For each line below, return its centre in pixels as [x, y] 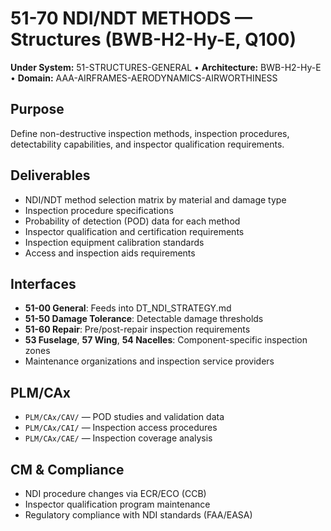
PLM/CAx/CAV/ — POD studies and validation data [124, 417]
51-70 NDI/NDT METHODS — [131, 18]
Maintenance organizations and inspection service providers [149, 361]
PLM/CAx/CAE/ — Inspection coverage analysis [118, 438]
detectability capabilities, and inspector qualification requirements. [147, 144]
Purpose [37, 109]
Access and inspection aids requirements [110, 253]
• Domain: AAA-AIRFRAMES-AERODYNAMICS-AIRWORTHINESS [144, 78]
